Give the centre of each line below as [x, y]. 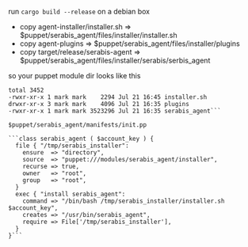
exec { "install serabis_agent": [71, 194]
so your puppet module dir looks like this [74, 76]
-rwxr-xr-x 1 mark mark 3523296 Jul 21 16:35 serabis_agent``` [115, 111]
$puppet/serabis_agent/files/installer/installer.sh [98, 35]
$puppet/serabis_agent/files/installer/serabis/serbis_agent [115, 60]
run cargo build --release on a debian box [79, 11]
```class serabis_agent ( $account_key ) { [81, 139]
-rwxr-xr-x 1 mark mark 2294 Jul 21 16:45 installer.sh [108, 97]
